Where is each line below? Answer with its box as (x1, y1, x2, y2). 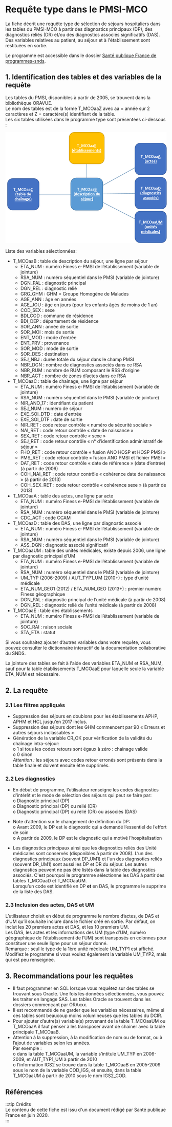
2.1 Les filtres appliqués (5, 701, 66, 709)
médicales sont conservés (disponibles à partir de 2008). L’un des (12, 851, 153, 857)
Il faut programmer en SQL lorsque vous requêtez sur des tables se (12, 985, 155, 991)
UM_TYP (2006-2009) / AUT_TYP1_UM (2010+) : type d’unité (20, 575, 149, 581)
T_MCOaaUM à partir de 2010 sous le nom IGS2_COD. (12, 1073, 127, 1079)
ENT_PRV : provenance (20, 340, 69, 346)
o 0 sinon (12, 751, 33, 758)
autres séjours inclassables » (12, 729, 74, 735)
